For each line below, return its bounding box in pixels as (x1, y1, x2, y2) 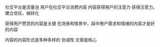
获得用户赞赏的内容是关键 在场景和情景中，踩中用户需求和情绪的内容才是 (5, 21, 151, 26)
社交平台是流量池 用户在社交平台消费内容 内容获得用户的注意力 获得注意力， (5, 4, 158, 10)
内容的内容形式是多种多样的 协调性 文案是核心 (5, 37, 97, 43)
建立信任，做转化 (5, 10, 39, 16)
